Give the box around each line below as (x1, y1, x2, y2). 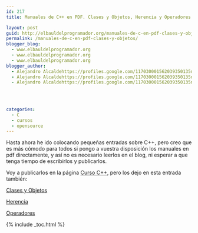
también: (6, 175, 28, 182)
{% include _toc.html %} (6, 221, 65, 228)
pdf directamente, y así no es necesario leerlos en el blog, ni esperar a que (6, 151, 188, 159)
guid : (6, 30, 19, 36)
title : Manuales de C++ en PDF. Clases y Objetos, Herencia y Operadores (6, 14, 192, 20)
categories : (6, 106, 35, 112)
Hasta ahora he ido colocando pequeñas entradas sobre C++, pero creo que (6, 139, 192, 146)
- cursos (11, 117, 33, 124)
